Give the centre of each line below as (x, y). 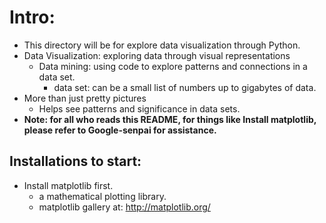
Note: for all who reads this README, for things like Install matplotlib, (170, 119)
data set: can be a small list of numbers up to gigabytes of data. (185, 87)
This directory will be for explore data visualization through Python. (162, 45)
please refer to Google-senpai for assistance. (120, 130)
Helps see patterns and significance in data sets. (139, 108)
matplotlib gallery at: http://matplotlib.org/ (124, 207)
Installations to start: (75, 161)
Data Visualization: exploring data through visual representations (157, 55)
